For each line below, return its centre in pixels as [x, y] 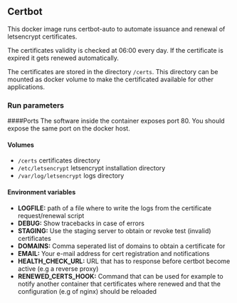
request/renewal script [51, 215]
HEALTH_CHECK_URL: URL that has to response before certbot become [124, 261]
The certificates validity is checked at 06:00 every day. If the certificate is [116, 50]
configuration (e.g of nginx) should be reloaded [87, 291]
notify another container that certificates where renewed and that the [119, 284]
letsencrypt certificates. [42, 36]
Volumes [21, 145]
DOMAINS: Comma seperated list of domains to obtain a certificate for [121, 246]
